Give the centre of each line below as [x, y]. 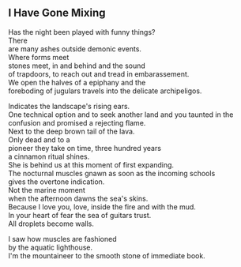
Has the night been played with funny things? [82, 32]
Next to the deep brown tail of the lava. [72, 131]
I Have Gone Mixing [57, 13]
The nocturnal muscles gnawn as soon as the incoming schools [112, 173]
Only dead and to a [39, 139]
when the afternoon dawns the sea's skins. [78, 198]
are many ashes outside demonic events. [75, 49]
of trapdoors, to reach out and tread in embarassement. [99, 73]
